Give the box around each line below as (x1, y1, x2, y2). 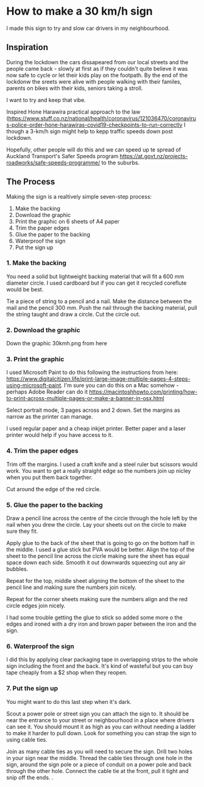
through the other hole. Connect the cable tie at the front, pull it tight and (6, 767, 189, 774)
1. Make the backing (6, 258, 67, 267)
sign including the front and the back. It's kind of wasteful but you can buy (6, 662, 193, 670)
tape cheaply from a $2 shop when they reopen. (6, 669, 128, 676)
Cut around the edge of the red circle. (6, 485, 101, 492)
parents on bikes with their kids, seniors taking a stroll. (6, 84, 143, 92)
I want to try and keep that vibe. (6, 96, 86, 103)
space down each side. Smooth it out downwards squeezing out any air (6, 559, 186, 566)
